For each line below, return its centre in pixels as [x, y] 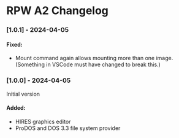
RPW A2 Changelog [58, 11]
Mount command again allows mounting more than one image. [94, 58]
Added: [16, 108]
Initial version [23, 94]
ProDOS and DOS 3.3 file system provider [68, 128]
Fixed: [14, 44]
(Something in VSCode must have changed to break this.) [88, 64]
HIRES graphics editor [43, 121]
